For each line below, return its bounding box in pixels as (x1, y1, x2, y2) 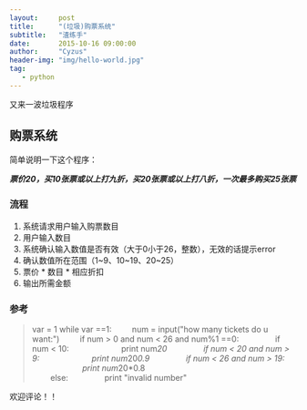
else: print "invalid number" (49, 373, 188, 384)
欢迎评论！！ (9, 391, 57, 402)
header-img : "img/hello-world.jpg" (9, 56, 145, 65)
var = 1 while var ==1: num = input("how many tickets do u (31, 324, 269, 335)
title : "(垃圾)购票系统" (9, 22, 116, 31)
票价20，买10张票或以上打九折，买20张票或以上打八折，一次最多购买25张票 (9, 173, 297, 184)
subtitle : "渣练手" (9, 30, 87, 39)
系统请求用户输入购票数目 (22, 220, 119, 231)
